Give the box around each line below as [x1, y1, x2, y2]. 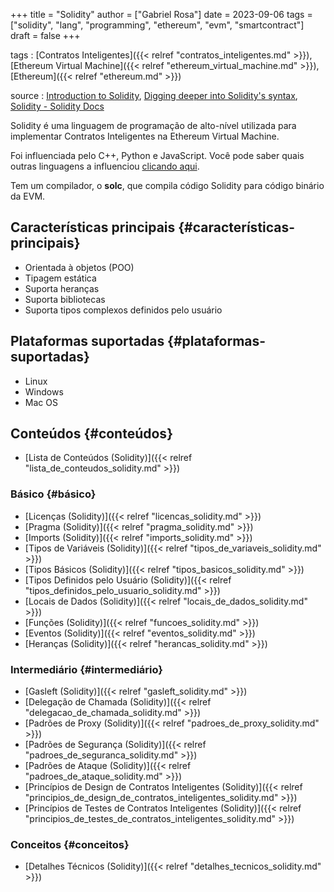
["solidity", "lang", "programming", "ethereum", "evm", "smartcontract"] [10, 19, 305, 31]
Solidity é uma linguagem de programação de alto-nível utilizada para [10, 120, 297, 131]
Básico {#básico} [10, 487, 97, 501]
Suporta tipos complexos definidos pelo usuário [24, 304, 223, 316]
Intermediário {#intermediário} [10, 662, 163, 676]
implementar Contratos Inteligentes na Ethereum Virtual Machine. [10, 130, 280, 142]
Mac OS [24, 396, 58, 408]
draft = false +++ [10, 30, 81, 41]
